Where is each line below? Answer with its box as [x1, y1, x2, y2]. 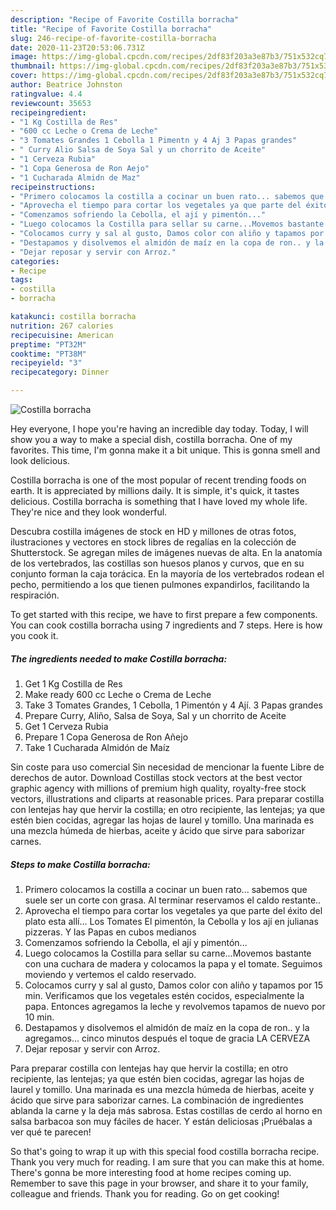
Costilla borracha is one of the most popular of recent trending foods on [10, 474, 307, 486]
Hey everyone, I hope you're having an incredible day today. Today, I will [10, 423, 309, 435]
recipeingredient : [10, 107, 87, 118]
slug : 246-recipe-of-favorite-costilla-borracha [10, 33, 217, 43]
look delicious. [10, 455, 70, 466]
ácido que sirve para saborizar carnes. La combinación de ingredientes [10, 1094, 304, 1106]
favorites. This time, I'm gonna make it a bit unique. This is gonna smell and [10, 444, 321, 456]
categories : [10, 256, 60, 266]
